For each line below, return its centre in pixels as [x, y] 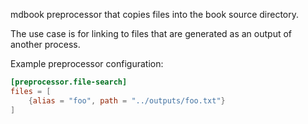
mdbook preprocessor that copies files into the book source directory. [155, 14]
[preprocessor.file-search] [69, 82]
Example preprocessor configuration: [87, 63]
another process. [45, 44]
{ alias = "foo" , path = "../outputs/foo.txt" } [127, 100]
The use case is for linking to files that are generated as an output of [151, 33]
